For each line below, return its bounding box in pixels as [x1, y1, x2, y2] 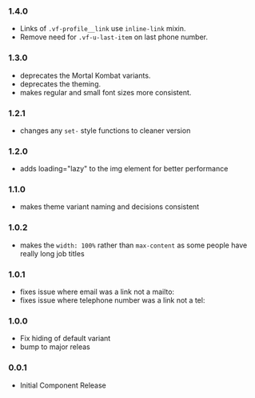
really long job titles [19, 248, 86, 258]
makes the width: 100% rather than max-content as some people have [19, 240, 248, 250]
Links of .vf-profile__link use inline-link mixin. [19, 24, 186, 34]
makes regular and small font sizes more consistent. [19, 87, 192, 97]
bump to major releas [19, 342, 90, 352]
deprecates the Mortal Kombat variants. [19, 70, 151, 80]
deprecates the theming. [19, 78, 102, 89]
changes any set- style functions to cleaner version [19, 126, 191, 135]
